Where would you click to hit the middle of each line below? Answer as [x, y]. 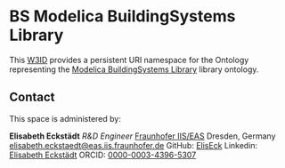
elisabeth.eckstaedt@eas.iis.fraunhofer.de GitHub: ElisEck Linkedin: [134, 145]
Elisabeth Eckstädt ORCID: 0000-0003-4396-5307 [103, 155]
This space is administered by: [65, 118]
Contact [32, 97]
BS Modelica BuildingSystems [122, 16]
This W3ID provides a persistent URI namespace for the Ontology [129, 60]
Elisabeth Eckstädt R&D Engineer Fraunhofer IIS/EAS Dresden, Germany [142, 136]
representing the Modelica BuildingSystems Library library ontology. [134, 69]
